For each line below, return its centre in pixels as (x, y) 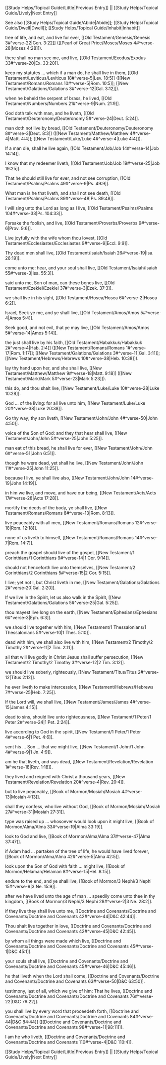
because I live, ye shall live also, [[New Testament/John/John (67, 478)
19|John (13, 483)
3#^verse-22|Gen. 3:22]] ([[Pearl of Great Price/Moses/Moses (69, 43)
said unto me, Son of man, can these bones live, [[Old (60, 283)
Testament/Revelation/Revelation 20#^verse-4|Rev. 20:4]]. (65, 782)
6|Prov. (12, 228)
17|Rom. (13, 353)
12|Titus (13, 677)
